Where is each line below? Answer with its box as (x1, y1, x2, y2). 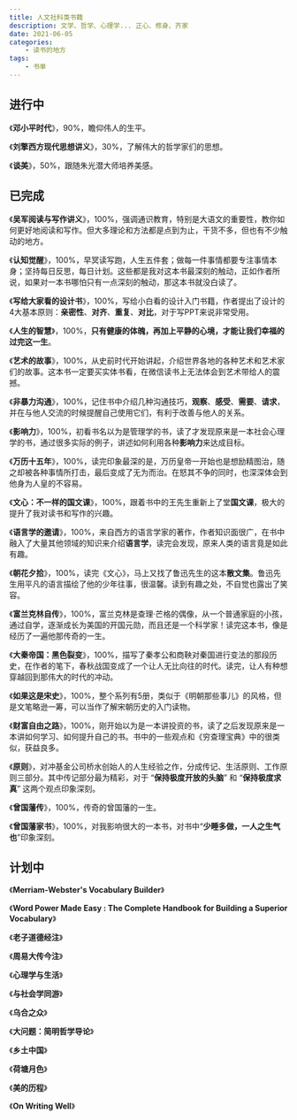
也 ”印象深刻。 (9, 832, 60, 842)
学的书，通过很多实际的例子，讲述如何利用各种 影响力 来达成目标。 (9, 437, 249, 448)
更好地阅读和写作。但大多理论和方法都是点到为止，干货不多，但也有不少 (16, 225, 280, 235)
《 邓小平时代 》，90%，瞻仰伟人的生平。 (9, 122, 150, 133)
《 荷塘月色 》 (9, 1063, 48, 1075)
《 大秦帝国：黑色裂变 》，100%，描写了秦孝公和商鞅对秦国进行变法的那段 (9, 649, 270, 660)
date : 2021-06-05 (9, 29, 73, 38)
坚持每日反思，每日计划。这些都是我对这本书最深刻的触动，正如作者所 (24, 265, 280, 276)
